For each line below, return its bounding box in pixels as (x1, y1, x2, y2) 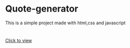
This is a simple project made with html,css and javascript (5, 20, 126, 26)
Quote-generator (5, 3, 78, 15)
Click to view (5, 37, 32, 43)
